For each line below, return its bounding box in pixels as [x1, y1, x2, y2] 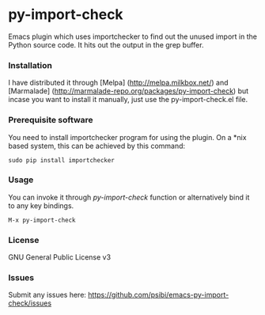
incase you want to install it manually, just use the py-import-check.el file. [8, 95, 248, 104]
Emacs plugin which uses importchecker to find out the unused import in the [8, 32, 257, 41]
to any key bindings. [8, 200, 74, 211]
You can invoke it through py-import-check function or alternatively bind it [8, 192, 250, 202]
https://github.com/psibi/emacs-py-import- [88, 290, 229, 300]
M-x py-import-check [8, 216, 77, 224]
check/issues [8, 298, 52, 308]
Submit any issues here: [8, 290, 87, 300]
